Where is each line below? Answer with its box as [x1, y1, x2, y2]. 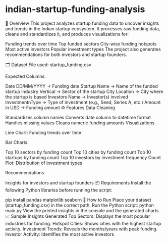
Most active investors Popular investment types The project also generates [5, 46, 161, 52]
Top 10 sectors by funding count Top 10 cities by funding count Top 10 [5, 149, 151, 155]
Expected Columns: [5, 73, 46, 79]
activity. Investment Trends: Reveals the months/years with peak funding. [5, 226, 158, 232]
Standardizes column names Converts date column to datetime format [5, 114, 151, 120]
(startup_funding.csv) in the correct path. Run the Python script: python [5, 202, 154, 208]
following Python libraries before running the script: [5, 187, 113, 193]
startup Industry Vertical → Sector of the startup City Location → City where [5, 88, 163, 94]
